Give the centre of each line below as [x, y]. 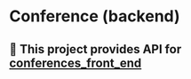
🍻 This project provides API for [95, 49]
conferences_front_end [76, 63]
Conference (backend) [95, 16]
